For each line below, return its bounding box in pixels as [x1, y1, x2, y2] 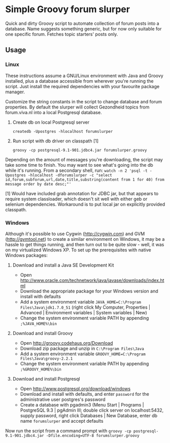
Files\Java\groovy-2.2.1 [20, 356, 73, 361]
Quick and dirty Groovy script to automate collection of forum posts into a [5, 20, 159, 26]
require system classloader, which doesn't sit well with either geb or [5, 196, 148, 202]
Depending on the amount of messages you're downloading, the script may [5, 156, 163, 163]
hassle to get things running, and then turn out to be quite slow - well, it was [5, 241, 164, 247]
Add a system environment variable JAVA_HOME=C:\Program [20, 299, 141, 305]
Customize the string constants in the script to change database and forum [5, 98, 162, 104]
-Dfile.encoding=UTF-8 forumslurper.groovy [46, 433, 140, 438]
